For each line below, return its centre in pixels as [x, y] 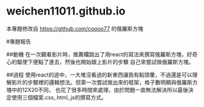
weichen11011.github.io [66, 11]
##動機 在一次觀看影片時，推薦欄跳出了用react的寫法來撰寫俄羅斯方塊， [97, 54]
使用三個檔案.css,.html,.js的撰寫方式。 [59, 97]
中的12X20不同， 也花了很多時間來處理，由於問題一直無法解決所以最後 [100, 89]
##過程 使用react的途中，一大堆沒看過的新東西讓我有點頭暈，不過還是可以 [99, 74]
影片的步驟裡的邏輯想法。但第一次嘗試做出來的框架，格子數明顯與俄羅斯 [102, 82]
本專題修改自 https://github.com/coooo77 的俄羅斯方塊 [75, 28]
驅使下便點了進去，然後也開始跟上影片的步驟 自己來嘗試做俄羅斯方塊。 [105, 62]
